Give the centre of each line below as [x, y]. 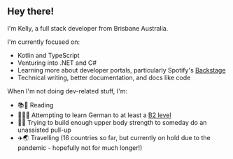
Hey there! [31, 12]
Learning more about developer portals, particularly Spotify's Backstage [121, 70]
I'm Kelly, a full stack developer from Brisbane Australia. [88, 28]
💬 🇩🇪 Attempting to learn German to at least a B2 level [94, 115]
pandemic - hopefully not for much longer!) [80, 147]
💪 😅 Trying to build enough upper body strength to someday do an [112, 122]
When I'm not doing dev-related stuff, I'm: [68, 91]
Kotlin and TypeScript [48, 55]
